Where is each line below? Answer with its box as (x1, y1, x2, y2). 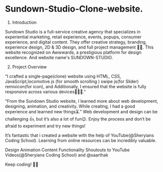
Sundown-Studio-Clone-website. (5, 3, 144, 15)
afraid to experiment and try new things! (5, 123, 86, 129)
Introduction (12, 19, 37, 25)
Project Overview (12, 64, 47, 70)
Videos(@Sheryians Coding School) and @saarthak (5, 152, 109, 158)
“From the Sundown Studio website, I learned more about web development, (5, 98, 158, 104)
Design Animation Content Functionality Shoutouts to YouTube (5, 147, 130, 153)
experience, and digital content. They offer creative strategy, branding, (5, 39, 147, 45)
